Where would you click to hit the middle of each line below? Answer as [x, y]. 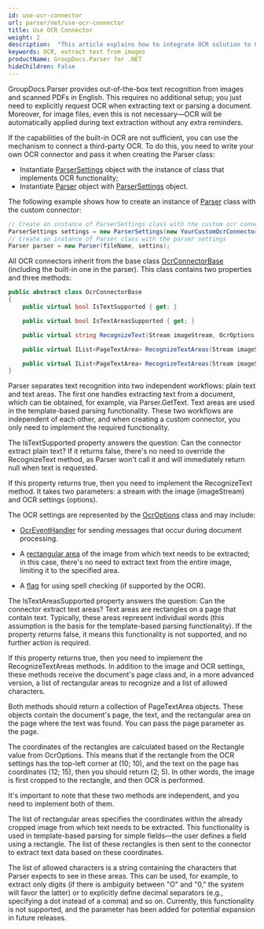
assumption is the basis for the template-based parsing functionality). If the [130, 626]
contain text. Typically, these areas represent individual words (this [117, 618]
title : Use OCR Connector [50, 30]
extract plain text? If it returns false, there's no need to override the [117, 451]
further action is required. [49, 643]
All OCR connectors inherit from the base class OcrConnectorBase [116, 261]
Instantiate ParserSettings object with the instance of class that [122, 169]
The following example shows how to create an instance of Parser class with [132, 201]
